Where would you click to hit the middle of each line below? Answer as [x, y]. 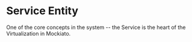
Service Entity [42, 11]
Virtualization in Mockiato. [39, 33]
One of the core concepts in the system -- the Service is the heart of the [96, 27]
